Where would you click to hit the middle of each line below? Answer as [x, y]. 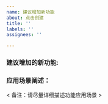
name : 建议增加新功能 [31, 12]
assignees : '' [24, 35]
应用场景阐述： [28, 80]
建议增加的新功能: [33, 63]
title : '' [19, 23]
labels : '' [20, 29]
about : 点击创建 [25, 18]
